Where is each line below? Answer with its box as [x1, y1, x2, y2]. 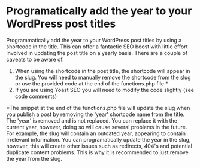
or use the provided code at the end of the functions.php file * [14, 80, 169, 87]
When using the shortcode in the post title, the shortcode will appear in [14, 67, 190, 74]
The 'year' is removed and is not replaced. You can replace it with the [6, 117, 178, 124]
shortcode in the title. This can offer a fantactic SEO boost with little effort [6, 43, 188, 50]
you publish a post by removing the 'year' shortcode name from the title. [6, 111, 185, 118]
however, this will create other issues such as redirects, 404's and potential [6, 142, 193, 149]
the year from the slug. [6, 155, 63, 162]
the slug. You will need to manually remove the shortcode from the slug [14, 74, 191, 81]
